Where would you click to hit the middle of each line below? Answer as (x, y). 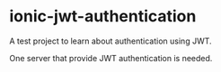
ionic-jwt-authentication (103, 16)
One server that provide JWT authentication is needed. (111, 58)
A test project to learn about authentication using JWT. (111, 41)
